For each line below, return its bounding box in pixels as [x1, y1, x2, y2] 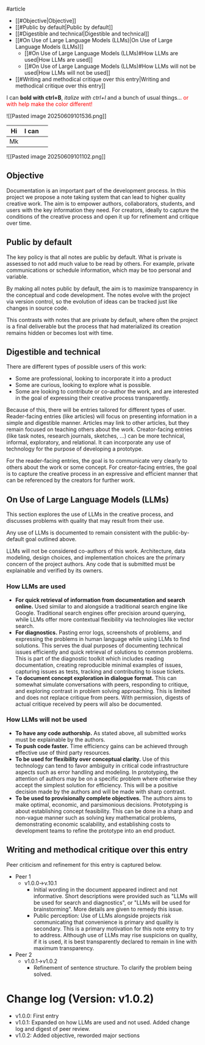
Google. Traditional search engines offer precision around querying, [15, 609, 186, 616]
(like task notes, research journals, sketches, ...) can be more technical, [6, 432, 185, 440]
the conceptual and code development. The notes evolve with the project [6, 291, 190, 299]
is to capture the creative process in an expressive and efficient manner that [6, 470, 198, 478]
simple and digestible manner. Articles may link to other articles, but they [6, 419, 190, 427]
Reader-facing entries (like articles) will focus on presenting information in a [6, 413, 197, 420]
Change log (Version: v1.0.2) [6, 992, 154, 1006]
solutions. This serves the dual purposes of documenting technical [15, 642, 183, 649]
